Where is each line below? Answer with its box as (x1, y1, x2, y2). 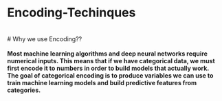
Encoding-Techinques (7, 5, 136, 21)
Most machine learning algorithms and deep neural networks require (7, 49, 208, 58)
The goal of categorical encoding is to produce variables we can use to (7, 71, 214, 80)
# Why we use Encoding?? (7, 34, 82, 43)
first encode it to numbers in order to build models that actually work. (7, 64, 210, 72)
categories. (7, 86, 41, 94)
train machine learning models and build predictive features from (7, 78, 197, 87)
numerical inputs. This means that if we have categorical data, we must (7, 56, 215, 65)
